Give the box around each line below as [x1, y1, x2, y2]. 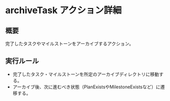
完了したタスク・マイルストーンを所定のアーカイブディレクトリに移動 [12, 71, 159, 77]
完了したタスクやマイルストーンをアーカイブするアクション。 [5, 41, 134, 46]
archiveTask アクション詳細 [5, 5, 122, 16]
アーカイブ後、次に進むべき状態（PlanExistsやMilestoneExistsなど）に [12, 84, 161, 90]
